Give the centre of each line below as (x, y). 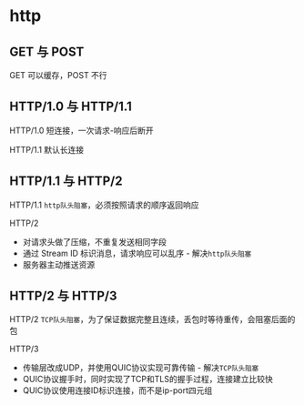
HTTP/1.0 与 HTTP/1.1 (71, 107)
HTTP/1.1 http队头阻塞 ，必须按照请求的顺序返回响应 (104, 205)
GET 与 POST (47, 51)
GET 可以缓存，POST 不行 (58, 75)
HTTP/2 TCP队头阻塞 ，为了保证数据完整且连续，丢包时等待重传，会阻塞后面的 (152, 319)
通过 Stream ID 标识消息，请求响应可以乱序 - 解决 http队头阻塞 (137, 253)
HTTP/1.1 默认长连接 (47, 149)
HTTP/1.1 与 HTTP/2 (66, 182)
